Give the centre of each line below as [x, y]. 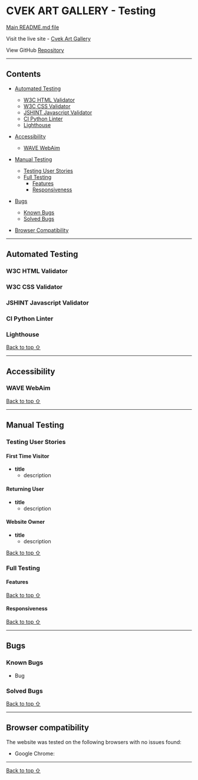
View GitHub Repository [35, 50]
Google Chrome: [34, 753]
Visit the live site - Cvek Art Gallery [49, 38]
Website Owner [26, 522]
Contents [24, 74]
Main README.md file [33, 27]
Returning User [25, 489]
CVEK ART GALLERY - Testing [81, 11]
